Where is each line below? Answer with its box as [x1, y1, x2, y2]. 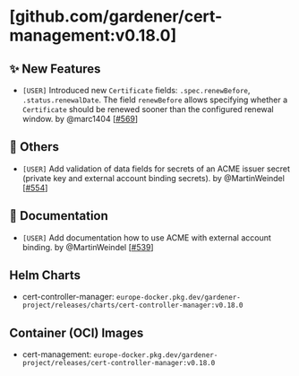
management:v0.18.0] [9, 25, 177, 46]
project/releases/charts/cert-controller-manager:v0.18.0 [21, 301, 243, 310]
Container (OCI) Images [9, 325, 144, 340]
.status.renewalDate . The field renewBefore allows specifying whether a [21, 94, 288, 105]
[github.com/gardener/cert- [9, 6, 223, 27]
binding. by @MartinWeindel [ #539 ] [21, 241, 154, 252]
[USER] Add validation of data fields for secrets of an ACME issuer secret [21, 163, 291, 174]
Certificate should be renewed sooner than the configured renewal [21, 104, 275, 114]
